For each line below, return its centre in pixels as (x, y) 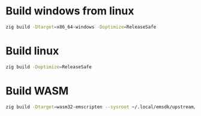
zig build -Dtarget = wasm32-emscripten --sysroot (67, 107)
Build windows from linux (70, 11)
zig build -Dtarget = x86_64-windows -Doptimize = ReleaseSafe (81, 27)
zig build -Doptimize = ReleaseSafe (49, 67)
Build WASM (37, 91)
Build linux (32, 51)
